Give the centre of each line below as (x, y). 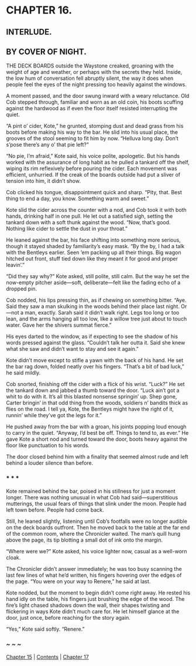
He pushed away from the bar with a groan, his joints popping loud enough (96, 427)
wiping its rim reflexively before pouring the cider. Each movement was (92, 168)
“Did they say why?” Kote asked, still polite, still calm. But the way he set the (98, 276)
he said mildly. (23, 373)
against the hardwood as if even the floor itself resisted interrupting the (92, 109)
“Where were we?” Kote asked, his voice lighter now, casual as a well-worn (97, 551)
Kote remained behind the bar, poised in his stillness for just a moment (91, 491)
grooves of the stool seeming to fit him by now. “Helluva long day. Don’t (92, 138)
